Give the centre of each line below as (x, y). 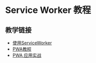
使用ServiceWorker (32, 43)
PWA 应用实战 (27, 55)
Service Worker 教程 (48, 10)
